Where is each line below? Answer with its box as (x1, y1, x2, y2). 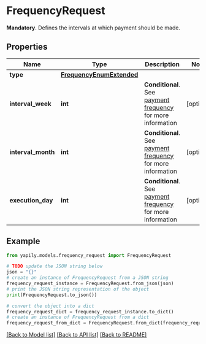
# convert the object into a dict (6, 303, 95, 309)
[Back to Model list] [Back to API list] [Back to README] (6, 331, 147, 338)
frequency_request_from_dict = (6, 320, 86, 326)
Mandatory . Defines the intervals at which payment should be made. (6, 24, 181, 31)
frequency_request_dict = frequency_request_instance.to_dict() (6, 308, 174, 315)
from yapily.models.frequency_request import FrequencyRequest (6, 252, 172, 258)
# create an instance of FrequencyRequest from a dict (6, 314, 150, 321)
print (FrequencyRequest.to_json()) (6, 292, 97, 298)
